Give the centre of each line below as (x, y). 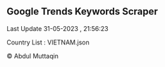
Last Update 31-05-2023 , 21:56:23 (57, 28)
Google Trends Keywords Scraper (82, 12)
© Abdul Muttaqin (33, 56)
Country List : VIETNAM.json (48, 42)
